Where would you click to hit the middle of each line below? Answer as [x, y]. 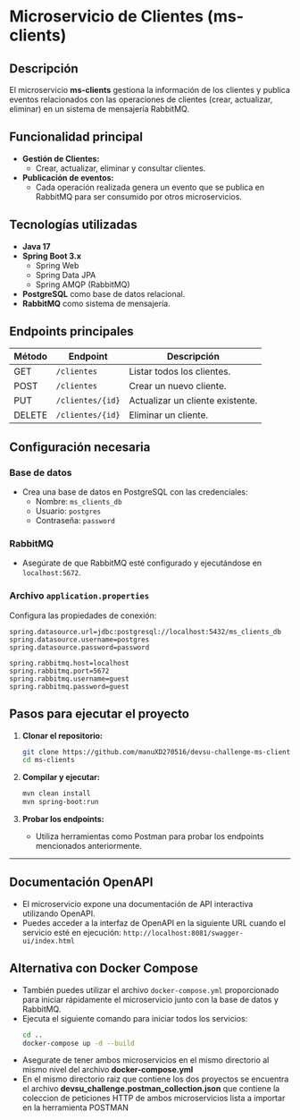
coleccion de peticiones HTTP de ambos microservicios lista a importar [154, 1099]
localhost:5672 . [52, 573]
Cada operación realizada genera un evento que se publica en [150, 187]
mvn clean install [56, 793]
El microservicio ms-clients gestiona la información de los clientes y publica [150, 90]
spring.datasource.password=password [79, 647]
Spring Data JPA [66, 275]
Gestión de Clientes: [61, 158]
